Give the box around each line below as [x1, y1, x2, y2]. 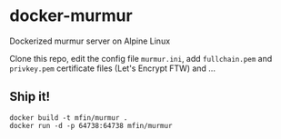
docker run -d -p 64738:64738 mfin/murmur [9, 121, 173, 130]
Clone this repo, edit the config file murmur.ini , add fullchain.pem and [9, 53, 273, 64]
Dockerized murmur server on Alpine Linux [9, 35, 171, 46]
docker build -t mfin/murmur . [9, 113, 128, 123]
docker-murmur [9, 5, 134, 26]
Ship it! [9, 89, 51, 104]
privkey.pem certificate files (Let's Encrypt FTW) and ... [9, 63, 216, 74]
